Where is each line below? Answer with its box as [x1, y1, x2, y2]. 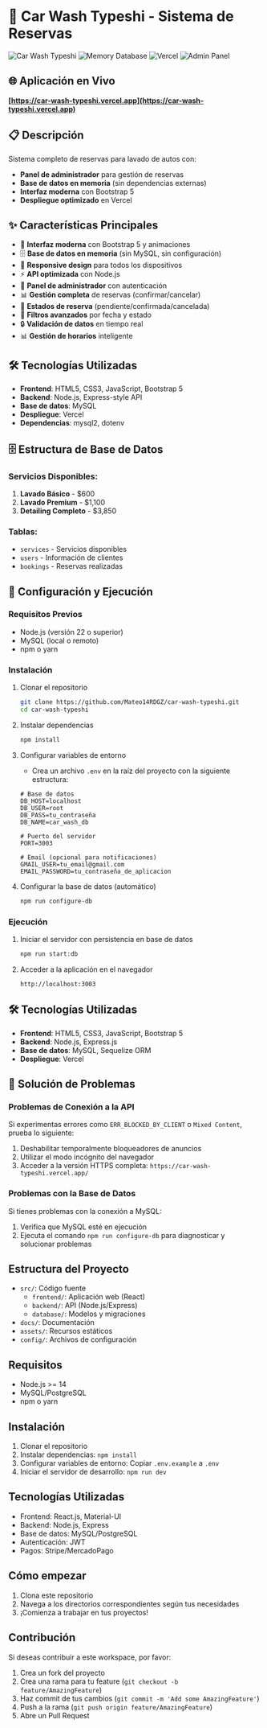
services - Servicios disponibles [19, 545, 127, 554]
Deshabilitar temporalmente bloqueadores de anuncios [19, 1144, 202, 1154]
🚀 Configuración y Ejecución [8, 585, 154, 599]
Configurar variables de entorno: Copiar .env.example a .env [19, 1459, 220, 1468]
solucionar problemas [19, 1239, 92, 1249]
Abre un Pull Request [19, 1710, 90, 1720]
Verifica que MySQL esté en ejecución [19, 1222, 147, 1232]
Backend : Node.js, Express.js [19, 1037, 118, 1047]
